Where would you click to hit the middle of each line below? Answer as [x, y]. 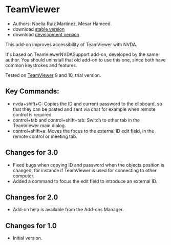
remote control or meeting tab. [45, 136]
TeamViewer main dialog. [39, 125]
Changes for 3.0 [32, 152]
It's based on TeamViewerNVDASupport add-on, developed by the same [82, 54]
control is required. [33, 114]
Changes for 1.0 [31, 226]
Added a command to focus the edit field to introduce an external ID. [85, 181]
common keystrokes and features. [41, 65]
